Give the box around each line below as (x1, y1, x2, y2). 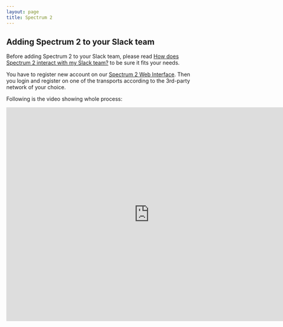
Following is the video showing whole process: (6, 95, 123, 103)
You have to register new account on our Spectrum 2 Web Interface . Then (6, 71, 190, 78)
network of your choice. (6, 84, 67, 91)
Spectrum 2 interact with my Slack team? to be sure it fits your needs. (6, 59, 180, 66)
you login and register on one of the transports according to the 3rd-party (6, 77, 190, 84)
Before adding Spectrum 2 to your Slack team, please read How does (6, 52, 180, 60)
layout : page (6, 8, 39, 15)
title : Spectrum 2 (6, 14, 53, 21)
